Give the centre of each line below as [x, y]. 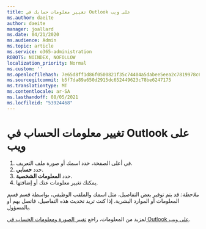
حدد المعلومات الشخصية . [44, 176]
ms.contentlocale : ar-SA [39, 92]
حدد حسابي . [30, 169]
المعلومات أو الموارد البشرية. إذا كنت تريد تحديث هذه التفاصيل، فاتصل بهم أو [93, 201]
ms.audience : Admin [32, 40]
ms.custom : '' [25, 69]
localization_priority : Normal [47, 63]
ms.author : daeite [30, 18]
